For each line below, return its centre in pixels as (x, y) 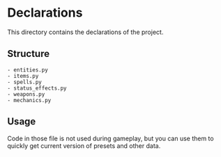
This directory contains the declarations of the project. (85, 32)
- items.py (23, 76)
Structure (29, 54)
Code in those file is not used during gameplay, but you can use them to (110, 138)
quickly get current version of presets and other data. (84, 146)
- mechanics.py (29, 100)
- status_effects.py (37, 88)
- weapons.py (26, 94)
